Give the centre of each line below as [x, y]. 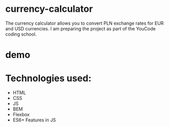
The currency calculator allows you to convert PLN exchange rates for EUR [85, 23]
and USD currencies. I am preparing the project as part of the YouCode [80, 28]
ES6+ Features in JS [34, 120]
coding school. [21, 34]
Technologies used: [48, 78]
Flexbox [21, 115]
